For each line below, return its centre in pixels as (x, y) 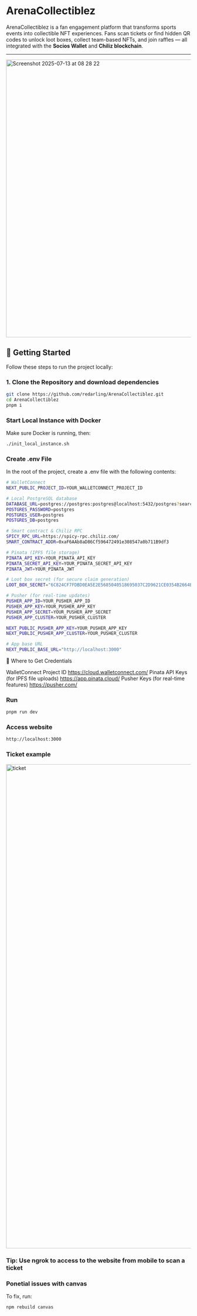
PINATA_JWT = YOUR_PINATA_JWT (40, 569)
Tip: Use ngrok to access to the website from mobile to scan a (96, 1260)
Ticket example (28, 755)
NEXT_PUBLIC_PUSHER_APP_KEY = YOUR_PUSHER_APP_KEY (67, 628)
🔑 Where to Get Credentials (39, 661)
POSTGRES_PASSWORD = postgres (40, 510)
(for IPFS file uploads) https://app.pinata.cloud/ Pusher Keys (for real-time (96, 679)
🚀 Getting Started (38, 353)
